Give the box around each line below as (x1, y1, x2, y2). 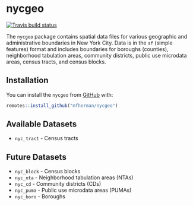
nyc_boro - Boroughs (14, 193, 65, 200)
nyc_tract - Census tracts (14, 135, 78, 142)
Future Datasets (6, 152, 67, 162)
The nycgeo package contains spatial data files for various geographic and (6, 33, 188, 40)
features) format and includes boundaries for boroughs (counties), (6, 45, 169, 52)
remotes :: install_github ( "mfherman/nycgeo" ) (6, 103, 118, 109)
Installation (6, 75, 49, 85)
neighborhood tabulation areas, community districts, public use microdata (6, 52, 187, 59)
